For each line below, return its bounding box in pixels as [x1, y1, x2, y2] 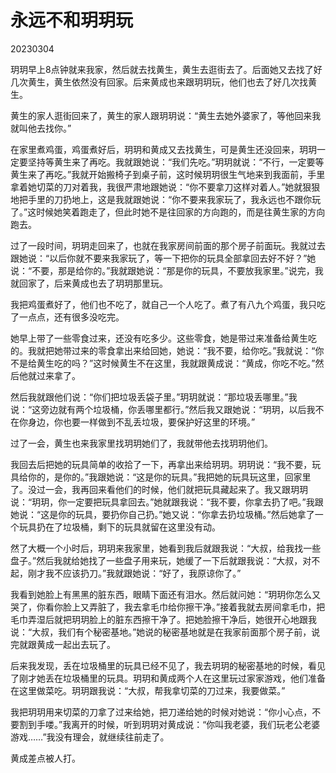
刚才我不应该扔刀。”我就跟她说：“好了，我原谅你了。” [27, 567, 242, 579]
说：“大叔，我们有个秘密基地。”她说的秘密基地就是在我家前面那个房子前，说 [10, 626, 321, 638]
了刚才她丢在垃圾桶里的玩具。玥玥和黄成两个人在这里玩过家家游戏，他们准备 [10, 672, 326, 684]
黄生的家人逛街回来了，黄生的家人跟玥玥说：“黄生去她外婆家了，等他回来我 [10, 109, 322, 121]
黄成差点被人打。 [10, 752, 81, 764]
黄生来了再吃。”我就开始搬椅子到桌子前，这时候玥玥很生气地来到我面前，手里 [10, 168, 326, 180]
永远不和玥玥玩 [10, 9, 134, 32]
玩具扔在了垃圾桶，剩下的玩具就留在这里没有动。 [18, 521, 221, 533]
